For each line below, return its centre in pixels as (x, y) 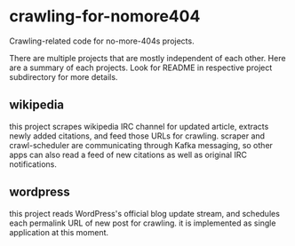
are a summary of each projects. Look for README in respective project (141, 67)
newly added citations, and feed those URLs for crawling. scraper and (137, 136)
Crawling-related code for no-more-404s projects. (102, 41)
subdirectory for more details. (64, 76)
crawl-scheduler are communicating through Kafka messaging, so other (141, 145)
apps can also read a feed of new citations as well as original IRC (128, 155)
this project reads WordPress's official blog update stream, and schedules (144, 213)
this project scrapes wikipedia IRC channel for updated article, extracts (139, 126)
